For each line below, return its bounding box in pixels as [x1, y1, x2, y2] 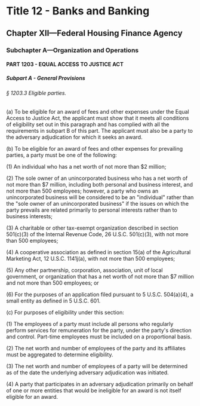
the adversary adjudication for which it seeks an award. [6, 133, 143, 141]
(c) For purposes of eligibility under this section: [6, 309, 124, 316]
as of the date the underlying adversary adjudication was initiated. [6, 369, 169, 376]
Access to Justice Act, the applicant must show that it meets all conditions [6, 114, 189, 121]
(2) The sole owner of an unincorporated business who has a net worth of [6, 175, 188, 182]
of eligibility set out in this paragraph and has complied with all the [6, 121, 170, 128]
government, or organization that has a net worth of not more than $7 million [6, 273, 194, 280]
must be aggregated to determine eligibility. [6, 351, 113, 358]
